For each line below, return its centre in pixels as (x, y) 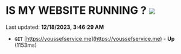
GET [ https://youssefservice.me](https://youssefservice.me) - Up (94, 38)
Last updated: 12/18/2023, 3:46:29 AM (55, 27)
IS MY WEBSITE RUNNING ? (76, 10)
